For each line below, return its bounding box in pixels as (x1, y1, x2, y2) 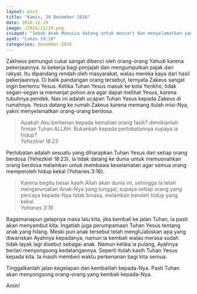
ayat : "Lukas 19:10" (6, 36, 57, 42)
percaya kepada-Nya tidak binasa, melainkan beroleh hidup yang (20, 192, 178, 199)
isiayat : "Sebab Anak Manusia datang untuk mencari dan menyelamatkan (6, 31, 182, 36)
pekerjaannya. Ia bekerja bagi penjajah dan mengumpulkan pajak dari (6, 64, 174, 71)
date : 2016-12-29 (6, 19, 49, 25)
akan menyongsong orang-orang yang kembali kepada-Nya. (6, 270, 152, 278)
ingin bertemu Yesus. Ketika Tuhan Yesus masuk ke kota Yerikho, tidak (6, 82, 177, 89)
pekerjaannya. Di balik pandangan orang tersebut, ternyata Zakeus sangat (6, 76, 185, 83)
